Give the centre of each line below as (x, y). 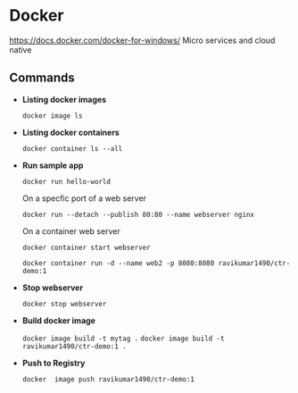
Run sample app (53, 165)
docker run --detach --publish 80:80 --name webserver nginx (138, 214)
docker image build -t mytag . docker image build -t (123, 339)
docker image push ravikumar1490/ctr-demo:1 (108, 379)
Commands (42, 78)
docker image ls (52, 116)
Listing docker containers (71, 132)
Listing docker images (64, 99)
